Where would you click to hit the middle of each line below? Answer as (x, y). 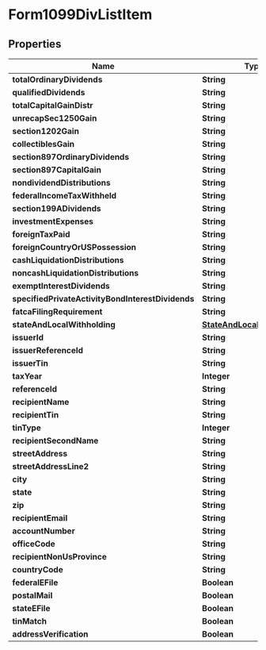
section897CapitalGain (57, 170)
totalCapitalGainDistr (53, 105)
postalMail (32, 595)
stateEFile (31, 608)
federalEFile (35, 583)
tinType (27, 428)
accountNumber (44, 531)
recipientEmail (40, 518)
